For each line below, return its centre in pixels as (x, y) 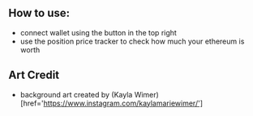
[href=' (32, 103)
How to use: (39, 13)
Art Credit (34, 75)
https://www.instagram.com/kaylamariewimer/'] (123, 103)
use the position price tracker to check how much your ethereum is (132, 41)
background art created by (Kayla (76, 94)
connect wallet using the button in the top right (98, 32)
